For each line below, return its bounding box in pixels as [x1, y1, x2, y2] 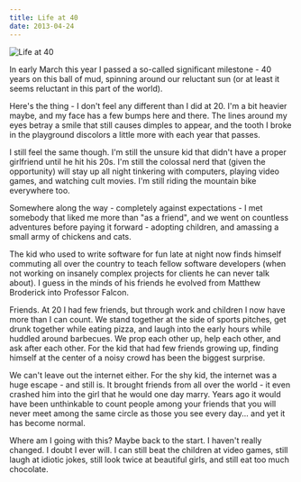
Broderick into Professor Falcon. [9, 286, 129, 297]
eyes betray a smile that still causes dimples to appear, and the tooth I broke [9, 119, 292, 131]
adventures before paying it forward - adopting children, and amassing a [9, 222, 279, 232]
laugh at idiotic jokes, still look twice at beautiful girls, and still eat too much [9, 454, 290, 465]
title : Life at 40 [9, 13, 78, 23]
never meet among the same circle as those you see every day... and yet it [9, 407, 286, 419]
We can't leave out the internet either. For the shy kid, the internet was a [9, 369, 278, 380]
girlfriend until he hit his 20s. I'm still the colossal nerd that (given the [9, 156, 266, 167]
